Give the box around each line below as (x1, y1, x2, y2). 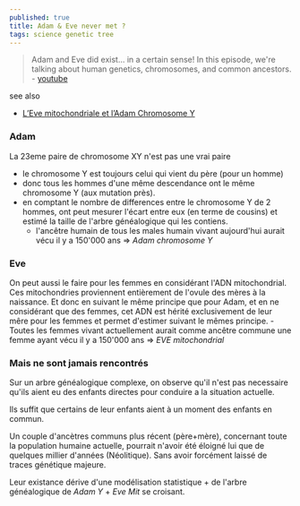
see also (9, 90, 40, 101)
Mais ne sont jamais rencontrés (9, 356, 150, 369)
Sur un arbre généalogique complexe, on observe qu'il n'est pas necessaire (9, 377, 288, 388)
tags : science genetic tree (9, 30, 115, 39)
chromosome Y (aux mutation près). (21, 187, 156, 198)
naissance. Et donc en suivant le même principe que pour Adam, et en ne (9, 296, 279, 307)
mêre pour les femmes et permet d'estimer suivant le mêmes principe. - (9, 315, 275, 326)
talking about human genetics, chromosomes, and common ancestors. (30, 64, 292, 74)
